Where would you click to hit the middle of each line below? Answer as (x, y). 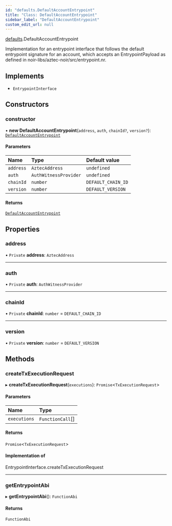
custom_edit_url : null (29, 24)
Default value (103, 160)
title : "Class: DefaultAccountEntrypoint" (51, 15)
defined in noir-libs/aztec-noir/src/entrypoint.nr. (56, 60)
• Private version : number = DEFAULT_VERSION (52, 343)
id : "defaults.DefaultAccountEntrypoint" (50, 10)
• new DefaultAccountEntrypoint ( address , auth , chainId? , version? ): (78, 130)
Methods (20, 359)
